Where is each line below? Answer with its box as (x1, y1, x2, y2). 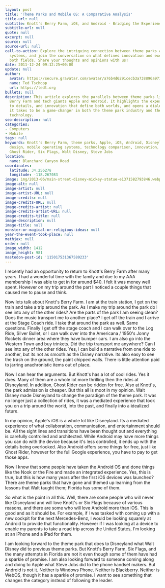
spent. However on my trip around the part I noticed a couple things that (5, 284, 151, 290)
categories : (5, 122, 29, 127)
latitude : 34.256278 (9, 168, 52, 173)
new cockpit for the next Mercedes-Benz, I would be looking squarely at (5, 515, 151, 521)
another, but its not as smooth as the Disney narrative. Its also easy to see (5, 351, 155, 357)
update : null (5, 67, 32, 72)
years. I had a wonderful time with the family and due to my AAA (5, 273, 136, 279)
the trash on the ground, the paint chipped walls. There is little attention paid (5, 356, 160, 363)
